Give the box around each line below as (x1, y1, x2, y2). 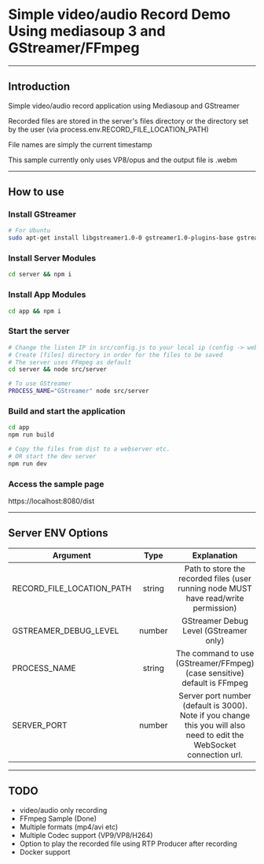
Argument (52, 550, 92, 561)
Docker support (19, 847, 71, 856)
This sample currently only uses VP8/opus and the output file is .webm (8, 155, 237, 165)
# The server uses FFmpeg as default (8, 358, 132, 366)
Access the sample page (8, 478, 104, 489)
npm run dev (8, 459, 47, 468)
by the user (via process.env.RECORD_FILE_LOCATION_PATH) (8, 124, 210, 134)
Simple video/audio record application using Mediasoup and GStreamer (8, 101, 240, 110)
